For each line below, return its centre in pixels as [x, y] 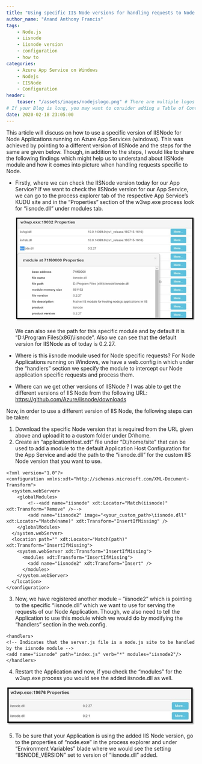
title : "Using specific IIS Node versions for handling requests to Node [101, 13]
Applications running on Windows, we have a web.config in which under [104, 362]
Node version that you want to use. [58, 461]
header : [16, 96]
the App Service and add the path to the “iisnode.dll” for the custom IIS [103, 455]
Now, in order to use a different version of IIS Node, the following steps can [99, 411]
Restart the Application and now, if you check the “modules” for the [98, 672]
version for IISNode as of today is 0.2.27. [65, 344]
